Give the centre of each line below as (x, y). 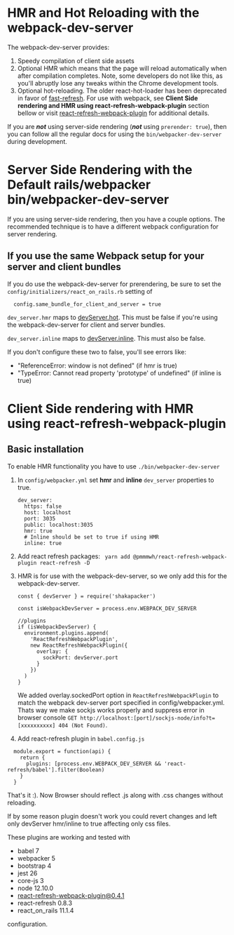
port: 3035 (40, 518)
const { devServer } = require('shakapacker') (87, 596)
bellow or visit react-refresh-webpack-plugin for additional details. (113, 113)
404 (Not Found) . (83, 725)
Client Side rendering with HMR (101, 409)
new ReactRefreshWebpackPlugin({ (79, 645)
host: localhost (48, 512)
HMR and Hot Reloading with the (103, 13)
